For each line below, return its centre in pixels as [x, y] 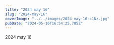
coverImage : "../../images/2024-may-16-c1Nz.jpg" [57, 19]
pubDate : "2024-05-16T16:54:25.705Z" [44, 23]
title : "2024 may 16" [28, 10]
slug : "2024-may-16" [27, 14]
